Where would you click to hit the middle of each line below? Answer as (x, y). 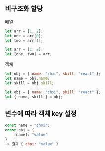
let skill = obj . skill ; (30, 83)
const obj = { (20, 130)
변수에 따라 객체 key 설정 (41, 113)
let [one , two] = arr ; (28, 54)
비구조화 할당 (24, 9)
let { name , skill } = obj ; (34, 97)
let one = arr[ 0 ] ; (24, 36)
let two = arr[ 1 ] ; (24, 41)
